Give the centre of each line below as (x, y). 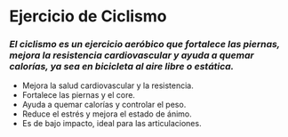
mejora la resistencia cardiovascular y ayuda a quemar (132, 55)
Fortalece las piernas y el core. (79, 95)
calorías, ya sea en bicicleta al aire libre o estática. (122, 67)
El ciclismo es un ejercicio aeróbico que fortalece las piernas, (144, 44)
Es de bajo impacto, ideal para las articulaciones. (112, 124)
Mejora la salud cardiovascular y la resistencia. (108, 85)
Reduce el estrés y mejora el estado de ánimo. (107, 114)
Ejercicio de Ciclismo (88, 16)
